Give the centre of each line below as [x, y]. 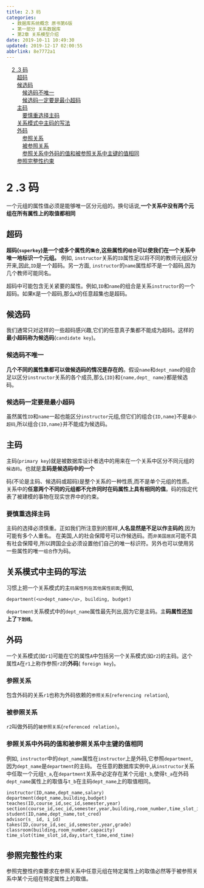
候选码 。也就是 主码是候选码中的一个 [50, 468]
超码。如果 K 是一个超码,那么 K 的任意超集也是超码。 [68, 293]
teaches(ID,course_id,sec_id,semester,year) [63, 803]
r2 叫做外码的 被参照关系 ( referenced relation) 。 [65, 727]
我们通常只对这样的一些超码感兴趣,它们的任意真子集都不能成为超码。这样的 [100, 330]
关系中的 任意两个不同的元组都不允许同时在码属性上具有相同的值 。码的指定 [99, 489]
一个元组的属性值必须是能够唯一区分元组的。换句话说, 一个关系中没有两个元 [100, 206]
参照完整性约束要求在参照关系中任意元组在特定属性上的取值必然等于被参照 [99, 871]
